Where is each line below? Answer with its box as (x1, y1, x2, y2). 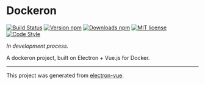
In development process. (6, 42, 69, 50)
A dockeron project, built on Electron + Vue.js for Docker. (6, 54, 150, 61)
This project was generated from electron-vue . (6, 72, 124, 79)
